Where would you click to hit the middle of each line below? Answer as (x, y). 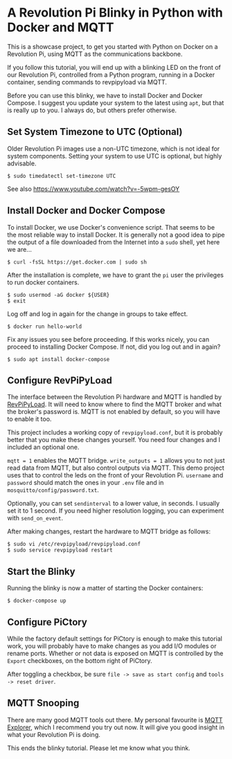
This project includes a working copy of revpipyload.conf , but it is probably (115, 432)
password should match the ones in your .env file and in (86, 483)
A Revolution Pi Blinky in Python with (115, 13)
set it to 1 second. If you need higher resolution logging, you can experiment (116, 511)
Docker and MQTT (61, 27)
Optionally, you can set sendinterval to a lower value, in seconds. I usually (114, 504)
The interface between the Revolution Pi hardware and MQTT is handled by (115, 397)
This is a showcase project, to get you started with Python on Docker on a (113, 46)
